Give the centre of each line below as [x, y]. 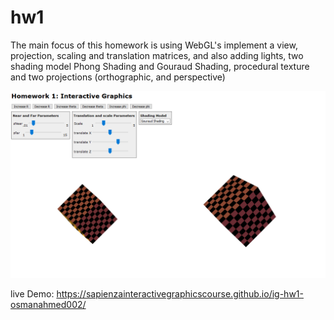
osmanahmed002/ [48, 305]
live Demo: [32, 294]
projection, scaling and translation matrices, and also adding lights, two [157, 55]
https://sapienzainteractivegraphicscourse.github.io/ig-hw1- [180, 294]
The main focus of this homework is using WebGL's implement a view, [154, 45]
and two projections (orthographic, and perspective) [118, 77]
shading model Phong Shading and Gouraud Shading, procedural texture [160, 66]
